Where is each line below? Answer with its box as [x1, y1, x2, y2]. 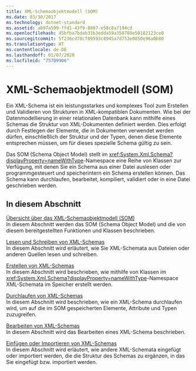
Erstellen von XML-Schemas [6, 262, 75, 270]
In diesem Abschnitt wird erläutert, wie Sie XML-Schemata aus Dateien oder [6, 244, 190, 252]
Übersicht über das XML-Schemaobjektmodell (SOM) [6, 215, 135, 222]
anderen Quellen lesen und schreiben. [6, 251, 99, 258]
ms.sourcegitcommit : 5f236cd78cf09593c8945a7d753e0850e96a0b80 [6, 36, 164, 42]
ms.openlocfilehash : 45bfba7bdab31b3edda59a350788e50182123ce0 [6, 30, 164, 36]
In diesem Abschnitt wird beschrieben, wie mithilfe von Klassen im [6, 268, 167, 275]
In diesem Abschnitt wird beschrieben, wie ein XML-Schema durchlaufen [6, 298, 183, 305]
